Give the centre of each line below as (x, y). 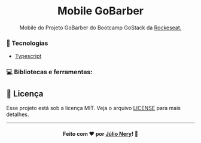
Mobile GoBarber (100, 11)
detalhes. (18, 114)
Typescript (28, 56)
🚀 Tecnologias (27, 43)
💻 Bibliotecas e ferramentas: (49, 72)
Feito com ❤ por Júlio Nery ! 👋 (100, 133)
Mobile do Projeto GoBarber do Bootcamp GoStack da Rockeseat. (100, 28)
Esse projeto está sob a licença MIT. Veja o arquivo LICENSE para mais (94, 108)
